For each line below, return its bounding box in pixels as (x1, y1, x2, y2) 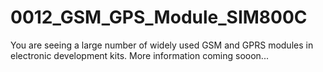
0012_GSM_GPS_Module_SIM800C (10, 6, 308, 29)
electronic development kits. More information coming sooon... (10, 49, 269, 61)
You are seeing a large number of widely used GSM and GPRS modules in (10, 39, 314, 51)
